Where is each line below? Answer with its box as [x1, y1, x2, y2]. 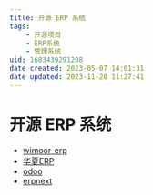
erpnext [22, 175, 53, 186]
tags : [9, 22, 30, 31]
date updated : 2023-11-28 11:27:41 [9, 73, 145, 82]
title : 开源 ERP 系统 [9, 13, 87, 23]
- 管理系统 [25, 47, 62, 56]
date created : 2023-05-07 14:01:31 [9, 64, 145, 73]
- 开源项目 [25, 30, 62, 39]
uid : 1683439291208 [9, 55, 84, 64]
